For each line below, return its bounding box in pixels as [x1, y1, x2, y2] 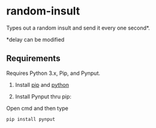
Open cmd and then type [6, 104, 68, 112]
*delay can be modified [6, 36, 65, 43]
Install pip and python [15, 81, 70, 88]
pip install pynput [6, 116, 56, 122]
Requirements [6, 53, 60, 64]
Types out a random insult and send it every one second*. [6, 24, 150, 31]
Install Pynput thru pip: [15, 92, 71, 100]
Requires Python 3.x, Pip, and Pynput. [6, 69, 101, 77]
